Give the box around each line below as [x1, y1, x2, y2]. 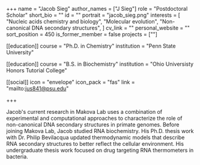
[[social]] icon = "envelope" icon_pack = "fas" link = [6, 78, 135, 86]
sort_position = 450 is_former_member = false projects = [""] [6, 31, 158, 38]
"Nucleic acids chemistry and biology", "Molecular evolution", [6, 18, 159, 25]
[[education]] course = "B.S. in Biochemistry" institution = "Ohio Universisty [6, 60, 194, 67]
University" [6, 49, 34, 56]
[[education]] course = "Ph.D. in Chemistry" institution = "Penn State [6, 42, 176, 49]
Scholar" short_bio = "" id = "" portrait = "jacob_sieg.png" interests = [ [6, 11, 180, 19]
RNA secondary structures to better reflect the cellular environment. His [6, 140, 184, 147]
